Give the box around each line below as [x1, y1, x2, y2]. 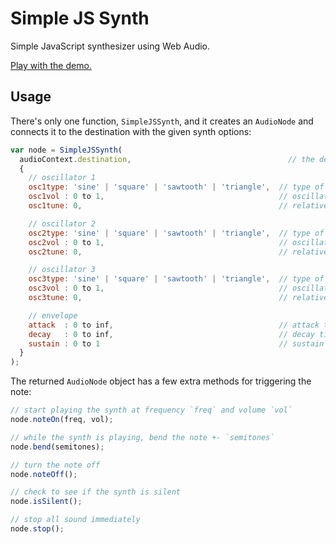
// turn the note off [10, 460, 101, 470]
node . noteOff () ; [10, 469, 78, 479]
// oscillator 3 [28, 265, 97, 275]
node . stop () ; [10, 524, 65, 534]
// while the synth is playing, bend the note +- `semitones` [10, 432, 275, 442]
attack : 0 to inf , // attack [28, 320, 320, 330]
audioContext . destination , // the [19, 154, 315, 164]
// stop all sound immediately [10, 515, 141, 525]
